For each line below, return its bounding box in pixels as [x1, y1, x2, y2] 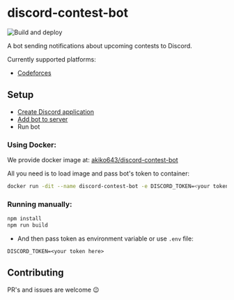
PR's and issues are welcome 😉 [7, 285, 100, 294]
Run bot [17, 122, 40, 131]
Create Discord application [17, 107, 95, 116]
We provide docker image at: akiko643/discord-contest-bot [7, 156, 179, 164]
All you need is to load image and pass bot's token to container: [7, 169, 190, 178]
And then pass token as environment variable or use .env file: [17, 234, 194, 243]
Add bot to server [17, 115, 68, 123]
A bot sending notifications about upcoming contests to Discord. [7, 41, 193, 50]
